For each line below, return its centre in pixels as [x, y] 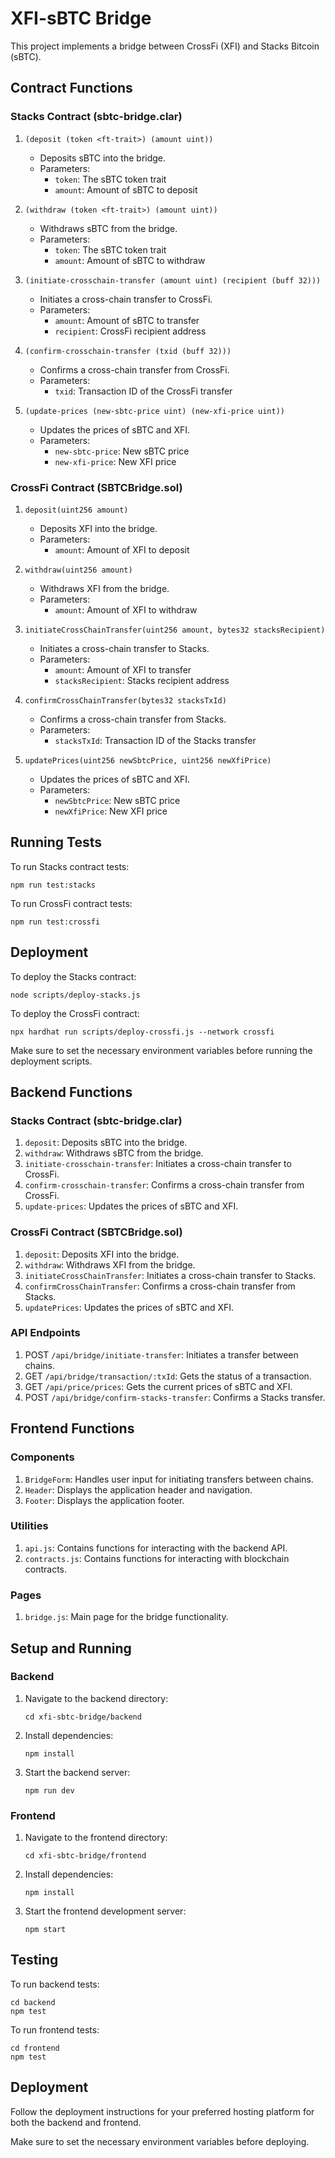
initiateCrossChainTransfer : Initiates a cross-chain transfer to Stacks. [170, 1275]
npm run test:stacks [53, 885]
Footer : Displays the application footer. [104, 1500]
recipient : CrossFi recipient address [130, 331]
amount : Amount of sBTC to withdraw [130, 260]
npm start [45, 1930]
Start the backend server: [77, 1772]
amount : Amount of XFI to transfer [123, 669]
